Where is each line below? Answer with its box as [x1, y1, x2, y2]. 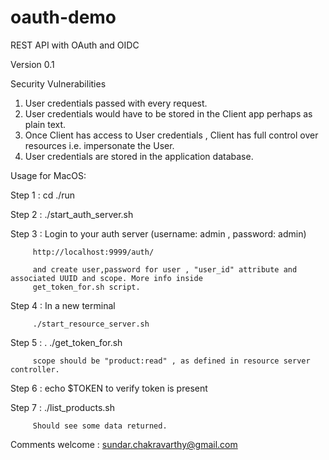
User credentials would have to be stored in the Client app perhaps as [24, 107, 313, 120]
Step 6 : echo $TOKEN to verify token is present [10, 382, 208, 394]
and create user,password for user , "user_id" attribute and [32, 264, 298, 275]
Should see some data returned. [32, 421, 168, 431]
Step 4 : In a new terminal [10, 299, 116, 311]
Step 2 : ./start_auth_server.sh [10, 208, 134, 220]
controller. [10, 364, 60, 375]
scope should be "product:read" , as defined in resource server [32, 356, 311, 366]
